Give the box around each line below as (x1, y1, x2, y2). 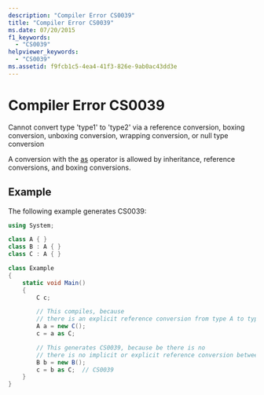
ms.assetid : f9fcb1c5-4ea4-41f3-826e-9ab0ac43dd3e (8, 63, 178, 71)
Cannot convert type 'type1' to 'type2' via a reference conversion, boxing (8, 123, 245, 132)
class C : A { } (8, 251, 61, 258)
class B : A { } (8, 243, 61, 251)
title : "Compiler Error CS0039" (8, 19, 114, 27)
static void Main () (22, 279, 86, 287)
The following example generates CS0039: (8, 206, 147, 216)
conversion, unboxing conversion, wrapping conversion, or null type (8, 130, 229, 140)
